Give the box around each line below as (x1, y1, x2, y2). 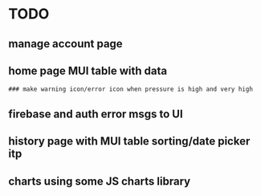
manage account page (8, 37, 123, 51)
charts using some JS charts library (8, 174, 191, 188)
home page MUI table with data (8, 63, 167, 77)
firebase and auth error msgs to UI (8, 107, 183, 120)
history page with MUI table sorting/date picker (8, 134, 251, 149)
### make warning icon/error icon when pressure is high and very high (8, 85, 253, 93)
